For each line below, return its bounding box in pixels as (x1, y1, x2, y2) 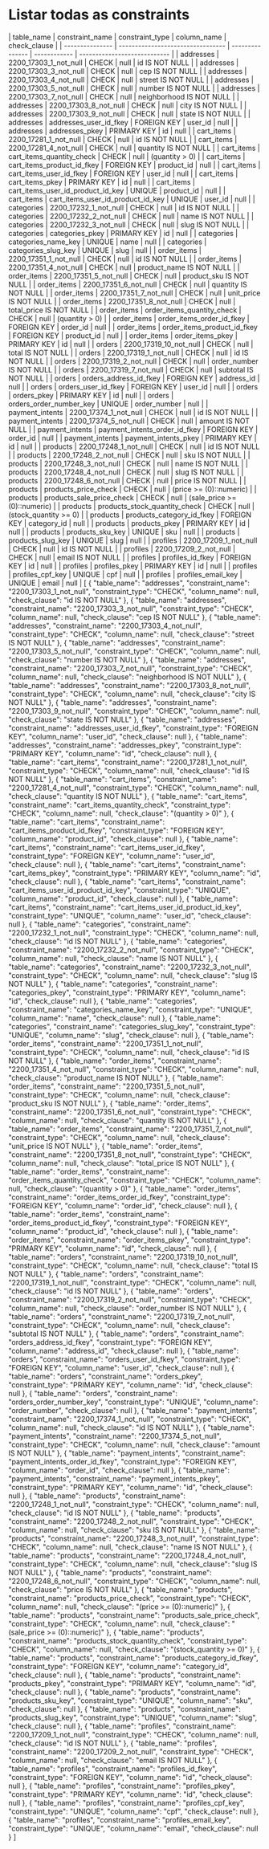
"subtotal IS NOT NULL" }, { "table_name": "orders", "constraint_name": (8, 1329, 245, 1338)
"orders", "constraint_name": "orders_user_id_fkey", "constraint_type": (8, 1354, 241, 1364)
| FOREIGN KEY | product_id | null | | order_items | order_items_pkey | (8, 331, 238, 340)
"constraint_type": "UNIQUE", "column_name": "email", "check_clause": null (8, 1823, 259, 1833)
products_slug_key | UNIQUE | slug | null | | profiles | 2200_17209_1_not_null (8, 536, 258, 545)
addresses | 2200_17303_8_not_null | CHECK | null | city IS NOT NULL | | (8, 100, 247, 110)
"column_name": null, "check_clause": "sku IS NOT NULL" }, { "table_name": (8, 1525, 261, 1534)
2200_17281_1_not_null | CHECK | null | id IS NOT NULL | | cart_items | (8, 134, 238, 144)
